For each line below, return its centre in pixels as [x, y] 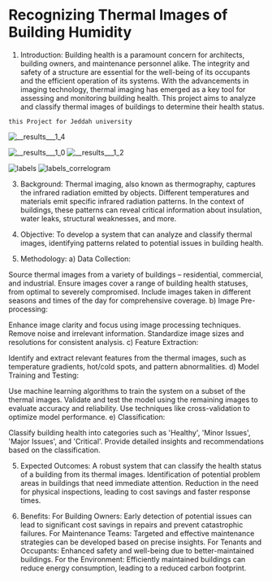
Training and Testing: [44, 375]
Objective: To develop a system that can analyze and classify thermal [136, 234]
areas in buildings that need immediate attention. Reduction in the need [139, 483]
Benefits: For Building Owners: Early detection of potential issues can [136, 516]
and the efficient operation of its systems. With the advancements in [134, 81]
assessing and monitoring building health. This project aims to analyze [138, 98]
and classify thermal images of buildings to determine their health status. [142, 107]
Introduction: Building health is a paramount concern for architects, [132, 55]
